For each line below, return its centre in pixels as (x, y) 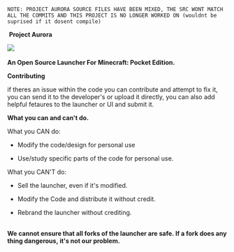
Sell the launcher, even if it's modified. (72, 185)
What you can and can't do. (48, 118)
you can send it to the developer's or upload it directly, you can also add (111, 97)
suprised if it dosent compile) (54, 22)
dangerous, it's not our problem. (72, 241)
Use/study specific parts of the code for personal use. (95, 158)
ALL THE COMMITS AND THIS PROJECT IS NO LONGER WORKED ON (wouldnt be (112, 15)
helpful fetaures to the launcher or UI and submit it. (81, 104)
